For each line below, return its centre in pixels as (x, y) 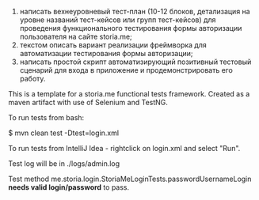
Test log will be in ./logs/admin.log (64, 164)
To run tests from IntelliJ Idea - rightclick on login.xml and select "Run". (124, 148)
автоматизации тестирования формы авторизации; (106, 53)
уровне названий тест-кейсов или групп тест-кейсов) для (118, 20)
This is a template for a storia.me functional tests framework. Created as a (129, 94)
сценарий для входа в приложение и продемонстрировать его (126, 70)
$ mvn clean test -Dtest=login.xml (64, 133)
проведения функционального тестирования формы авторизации (131, 28)
